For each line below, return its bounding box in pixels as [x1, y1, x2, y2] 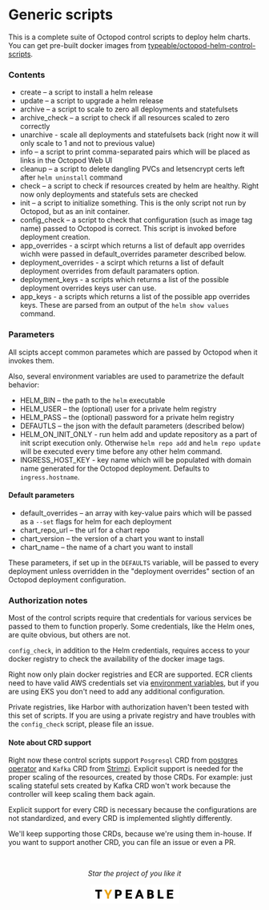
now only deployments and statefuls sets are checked [19, 190, 199, 200]
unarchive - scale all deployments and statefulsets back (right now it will [19, 130, 259, 140]
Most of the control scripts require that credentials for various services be [8, 613, 252, 623]
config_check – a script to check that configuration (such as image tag [19, 215, 253, 225]
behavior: [8, 379, 40, 390]
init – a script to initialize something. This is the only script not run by [19, 198, 247, 208]
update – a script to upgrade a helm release [19, 96, 164, 106]
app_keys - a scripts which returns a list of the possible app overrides [19, 292, 251, 301]
